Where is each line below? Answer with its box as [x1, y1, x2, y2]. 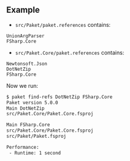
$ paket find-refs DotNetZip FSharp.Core [6, 94, 113, 100]
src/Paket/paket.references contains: [15, 21, 111, 28]
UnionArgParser [6, 33, 45, 39]
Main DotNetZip [6, 105, 45, 112]
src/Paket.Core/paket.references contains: [15, 49, 125, 56]
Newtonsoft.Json [6, 60, 47, 66]
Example [6, 5, 40, 15]
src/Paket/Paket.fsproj [6, 134, 67, 140]
